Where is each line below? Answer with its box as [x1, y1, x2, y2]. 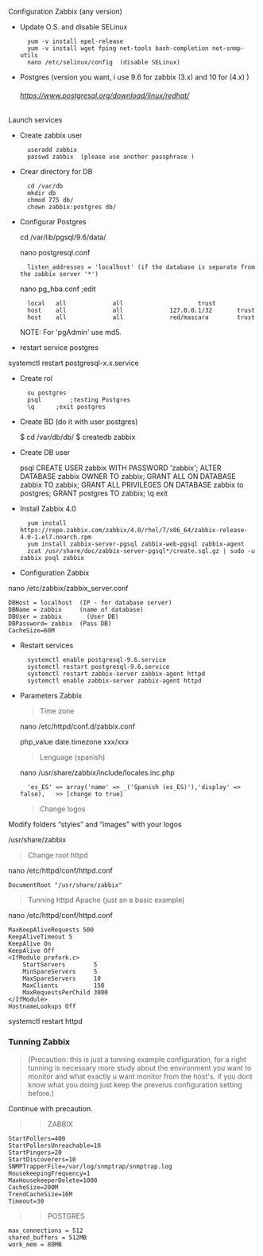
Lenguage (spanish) [39, 752, 106, 762]
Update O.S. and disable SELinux [19, 22, 128, 31]
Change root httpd [27, 850, 89, 860]
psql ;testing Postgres [27, 396, 131, 404]
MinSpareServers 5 [22, 968, 98, 976]
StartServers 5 [22, 961, 98, 969]
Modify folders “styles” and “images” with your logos [8, 819, 182, 830]
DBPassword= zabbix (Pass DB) [8, 620, 112, 628]
